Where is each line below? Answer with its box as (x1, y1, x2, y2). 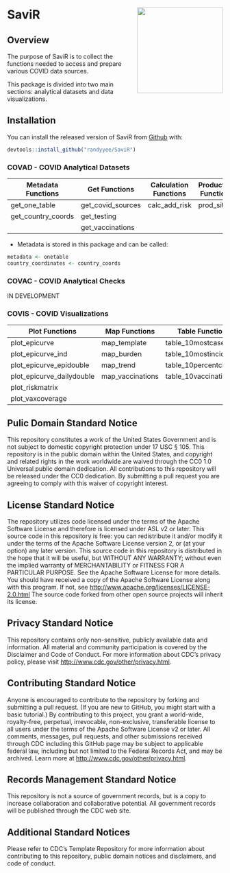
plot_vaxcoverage (10, 394, 67, 404)
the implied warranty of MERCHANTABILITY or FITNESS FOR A (7, 561, 185, 569)
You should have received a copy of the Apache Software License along (7, 575, 211, 583)
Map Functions (105, 327, 155, 336)
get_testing (81, 211, 117, 221)
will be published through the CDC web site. (7, 806, 131, 815)
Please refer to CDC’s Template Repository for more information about (7, 845, 205, 853)
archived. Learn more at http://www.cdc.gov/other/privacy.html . (7, 754, 187, 762)
